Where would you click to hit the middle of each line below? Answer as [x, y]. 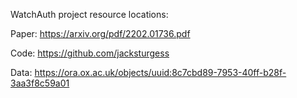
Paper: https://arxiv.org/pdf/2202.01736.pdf [100, 33]
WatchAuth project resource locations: [89, 14]
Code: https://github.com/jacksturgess [90, 53]
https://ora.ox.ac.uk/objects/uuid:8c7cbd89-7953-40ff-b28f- [160, 72]
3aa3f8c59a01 [40, 83]
